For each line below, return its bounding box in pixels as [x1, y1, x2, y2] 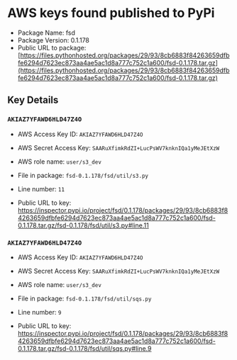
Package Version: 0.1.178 [17, 35, 90, 44]
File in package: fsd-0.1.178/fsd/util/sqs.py [17, 294, 152, 303]
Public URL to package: [17, 43, 87, 52]
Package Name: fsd [17, 28, 76, 37]
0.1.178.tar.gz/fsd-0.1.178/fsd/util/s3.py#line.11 [17, 221, 149, 230]
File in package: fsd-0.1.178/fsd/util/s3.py [17, 171, 149, 179]
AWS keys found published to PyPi [7, 5, 215, 21]
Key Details [7, 94, 59, 106]
